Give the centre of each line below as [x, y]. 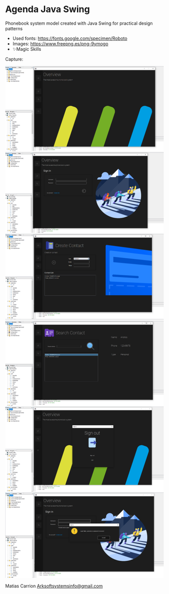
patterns [14, 28]
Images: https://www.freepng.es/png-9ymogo [60, 43]
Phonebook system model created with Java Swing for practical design [79, 23]
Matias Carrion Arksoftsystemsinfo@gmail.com [54, 586]
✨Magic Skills [27, 49]
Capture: [14, 59]
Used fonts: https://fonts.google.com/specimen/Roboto [70, 38]
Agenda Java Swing [48, 9]
